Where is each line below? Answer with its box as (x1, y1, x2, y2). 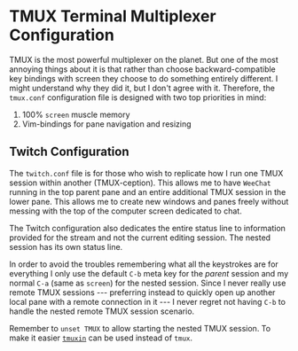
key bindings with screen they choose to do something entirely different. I (9, 73, 278, 83)
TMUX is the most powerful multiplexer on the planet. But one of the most (9, 54, 278, 65)
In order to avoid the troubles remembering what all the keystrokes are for (9, 259, 279, 269)
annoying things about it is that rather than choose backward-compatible (9, 64, 277, 74)
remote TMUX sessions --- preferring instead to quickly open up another (9, 286, 276, 298)
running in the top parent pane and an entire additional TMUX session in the (9, 186, 286, 197)
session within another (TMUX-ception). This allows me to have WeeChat (9, 177, 272, 188)
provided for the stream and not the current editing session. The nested (9, 232, 271, 243)
